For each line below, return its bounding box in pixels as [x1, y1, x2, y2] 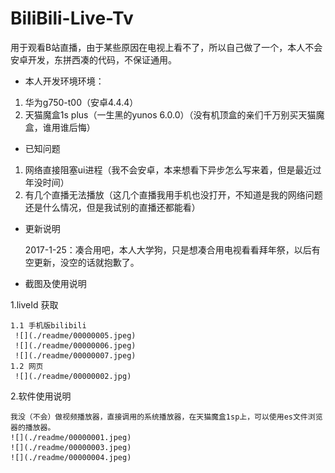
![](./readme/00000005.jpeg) [14, 330, 137, 341]
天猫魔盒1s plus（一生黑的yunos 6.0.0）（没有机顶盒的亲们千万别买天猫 [24, 108, 317, 121]
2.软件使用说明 [10, 390, 72, 402]
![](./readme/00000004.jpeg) [10, 452, 132, 462]
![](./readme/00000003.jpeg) [10, 442, 132, 452]
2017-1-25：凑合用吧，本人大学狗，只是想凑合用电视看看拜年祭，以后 [24, 243, 312, 256]
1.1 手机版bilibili [10, 320, 87, 331]
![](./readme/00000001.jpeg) [10, 432, 132, 442]
